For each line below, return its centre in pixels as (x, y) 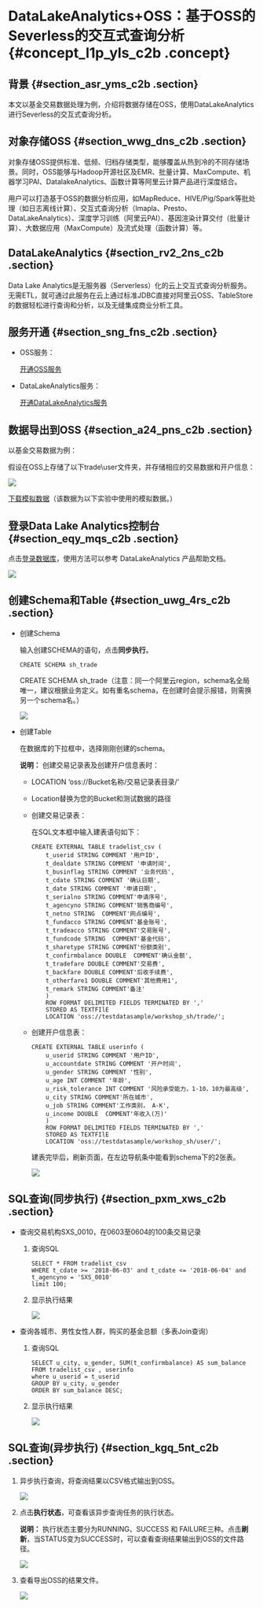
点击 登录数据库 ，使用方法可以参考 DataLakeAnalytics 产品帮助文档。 (119, 559)
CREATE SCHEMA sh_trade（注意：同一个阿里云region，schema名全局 (134, 680)
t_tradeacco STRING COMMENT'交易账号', (108, 930)
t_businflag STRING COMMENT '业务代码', (110, 872)
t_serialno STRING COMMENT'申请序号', (107, 897)
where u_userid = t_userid (75, 1377)
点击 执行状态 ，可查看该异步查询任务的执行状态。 (99, 1512)
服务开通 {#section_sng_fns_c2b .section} (113, 333)
